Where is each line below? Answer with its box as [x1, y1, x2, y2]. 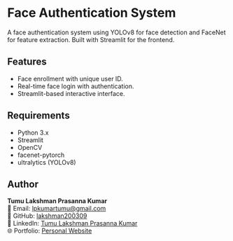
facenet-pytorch [17, 151, 65, 159]
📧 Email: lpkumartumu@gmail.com [7, 205, 106, 213]
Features [7, 56, 47, 68]
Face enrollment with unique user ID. [17, 74, 124, 83]
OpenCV [17, 143, 43, 151]
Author [7, 178, 38, 190]
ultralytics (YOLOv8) [17, 158, 76, 166]
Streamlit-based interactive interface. [17, 89, 125, 97]
